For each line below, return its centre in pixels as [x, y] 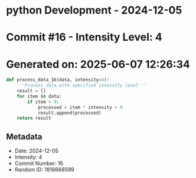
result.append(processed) [69, 113]
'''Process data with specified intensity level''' [81, 85]
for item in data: [39, 96]
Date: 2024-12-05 [37, 151]
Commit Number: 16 [39, 163]
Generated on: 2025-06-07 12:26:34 [98, 64]
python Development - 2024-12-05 [94, 10]
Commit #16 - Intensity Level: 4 [84, 37]
